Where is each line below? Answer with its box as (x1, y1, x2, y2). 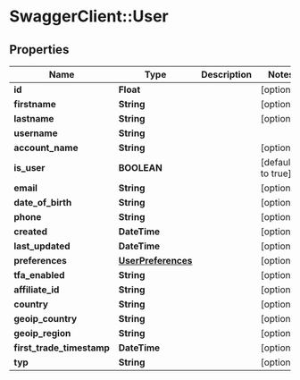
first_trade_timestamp (13, 342, 110, 354)
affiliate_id (13, 283, 60, 296)
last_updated (13, 240, 71, 252)
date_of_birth (13, 197, 72, 208)
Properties (9, 42, 70, 57)
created (13, 225, 47, 238)
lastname (13, 113, 54, 124)
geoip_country (13, 313, 78, 325)
